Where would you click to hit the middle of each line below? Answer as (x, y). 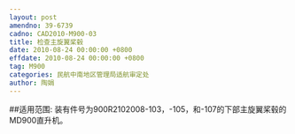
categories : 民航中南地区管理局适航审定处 (79, 75)
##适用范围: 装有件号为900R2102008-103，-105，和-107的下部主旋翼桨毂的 (148, 109)
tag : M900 (27, 67)
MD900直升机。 (39, 120)
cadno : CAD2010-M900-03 (53, 33)
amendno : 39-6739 (41, 26)
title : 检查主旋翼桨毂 (47, 42)
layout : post (33, 17)
